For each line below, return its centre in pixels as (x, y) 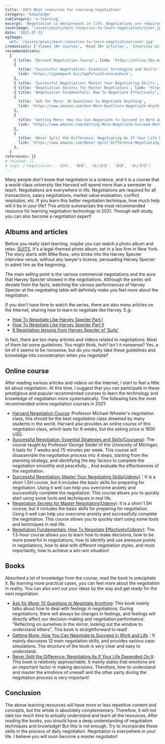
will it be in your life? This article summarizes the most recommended (75, 206)
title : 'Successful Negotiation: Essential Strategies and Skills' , (90, 70)
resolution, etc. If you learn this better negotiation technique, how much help (82, 201)
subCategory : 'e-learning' (33, 19)
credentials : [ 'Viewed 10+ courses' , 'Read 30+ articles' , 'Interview (79, 46)
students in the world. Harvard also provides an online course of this (81, 424)
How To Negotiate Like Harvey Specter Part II (58, 325)
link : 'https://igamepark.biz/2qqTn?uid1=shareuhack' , (75, 74)
